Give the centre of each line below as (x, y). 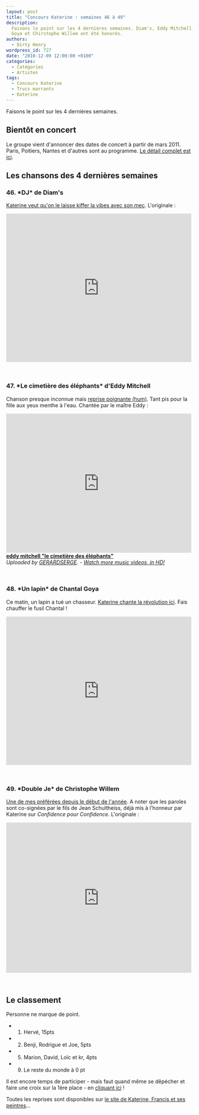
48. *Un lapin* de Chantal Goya (53, 589)
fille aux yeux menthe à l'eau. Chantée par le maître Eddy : (77, 405)
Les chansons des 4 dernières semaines (82, 175)
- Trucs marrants (33, 89)
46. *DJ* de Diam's (35, 192)
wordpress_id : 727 (29, 50)
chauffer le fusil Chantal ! (37, 608)
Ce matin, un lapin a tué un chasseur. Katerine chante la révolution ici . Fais (97, 602)
